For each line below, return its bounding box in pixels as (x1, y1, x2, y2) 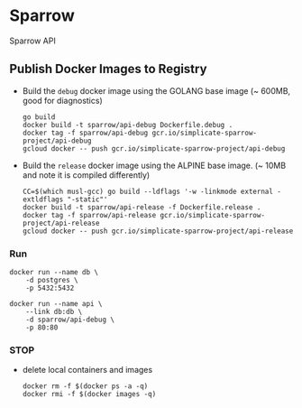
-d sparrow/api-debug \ (25, 315, 115, 325)
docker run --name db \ (9, 268, 99, 277)
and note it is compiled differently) (22, 169, 151, 181)
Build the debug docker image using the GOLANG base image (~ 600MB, (22, 85, 291, 96)
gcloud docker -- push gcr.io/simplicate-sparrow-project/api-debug (22, 144, 286, 153)
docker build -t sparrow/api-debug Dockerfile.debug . (22, 120, 233, 129)
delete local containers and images (22, 365, 153, 376)
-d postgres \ (25, 276, 78, 285)
